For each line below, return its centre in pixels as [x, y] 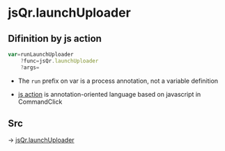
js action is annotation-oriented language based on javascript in [109, 94]
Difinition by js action [55, 39]
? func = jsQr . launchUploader [60, 61]
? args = [30, 67]
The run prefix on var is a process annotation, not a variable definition [118, 81]
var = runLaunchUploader [41, 54]
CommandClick [40, 102]
